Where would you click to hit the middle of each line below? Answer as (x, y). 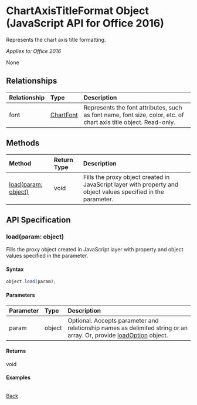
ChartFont (64, 115)
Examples (18, 377)
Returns (16, 351)
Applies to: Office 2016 (34, 51)
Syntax (15, 269)
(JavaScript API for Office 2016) (85, 23)
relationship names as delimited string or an (128, 328)
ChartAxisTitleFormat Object (78, 11)
